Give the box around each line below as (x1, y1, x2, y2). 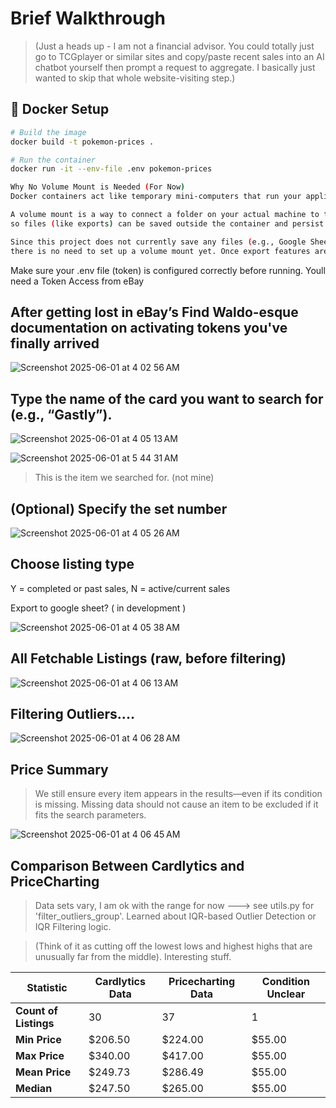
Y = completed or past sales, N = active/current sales (10, 582, 231, 594)
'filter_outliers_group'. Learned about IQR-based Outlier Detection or (34, 910, 317, 922)
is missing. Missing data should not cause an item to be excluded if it (34, 798, 319, 811)
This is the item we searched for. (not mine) (34, 472, 215, 484)
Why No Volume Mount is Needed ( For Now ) (10, 182, 186, 192)
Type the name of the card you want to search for (10, 390, 324, 407)
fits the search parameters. (34, 809, 147, 821)
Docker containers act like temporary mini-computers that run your (10, 192, 302, 202)
